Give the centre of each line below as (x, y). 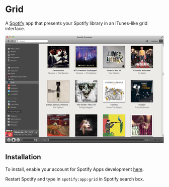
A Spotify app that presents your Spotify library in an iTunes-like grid (76, 23)
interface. (15, 28)
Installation (23, 157)
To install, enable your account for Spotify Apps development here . (75, 169)
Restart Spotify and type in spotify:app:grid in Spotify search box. (75, 179)
